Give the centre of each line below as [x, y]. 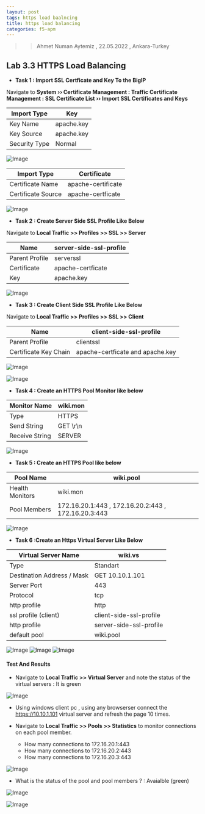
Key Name [24, 124]
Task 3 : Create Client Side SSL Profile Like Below [79, 305]
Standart [107, 566]
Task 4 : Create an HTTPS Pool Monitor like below [79, 391]
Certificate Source [36, 194]
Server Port [26, 585]
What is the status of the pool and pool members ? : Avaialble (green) [102, 781]
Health [19, 488]
